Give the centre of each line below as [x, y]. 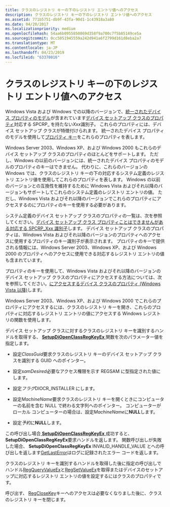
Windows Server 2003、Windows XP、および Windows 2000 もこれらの [81, 148]
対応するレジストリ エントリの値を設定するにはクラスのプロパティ [88, 476]
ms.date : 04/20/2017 [27, 24]
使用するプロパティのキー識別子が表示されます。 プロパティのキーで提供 [90, 241]
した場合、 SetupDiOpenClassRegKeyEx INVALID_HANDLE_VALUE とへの [83, 446]
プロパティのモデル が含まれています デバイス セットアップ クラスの [80, 118]
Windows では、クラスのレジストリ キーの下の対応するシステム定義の [78, 173]
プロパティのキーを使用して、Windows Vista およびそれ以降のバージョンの [83, 271]
